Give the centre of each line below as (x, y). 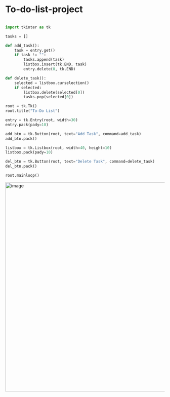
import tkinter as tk (28, 27)
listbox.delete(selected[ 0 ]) (54, 92)
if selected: (28, 88)
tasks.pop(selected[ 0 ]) (48, 97)
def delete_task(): (26, 78)
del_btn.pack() (21, 166)
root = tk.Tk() (21, 106)
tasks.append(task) (44, 60)
